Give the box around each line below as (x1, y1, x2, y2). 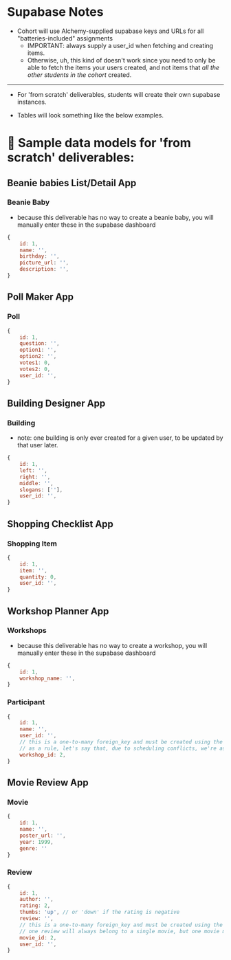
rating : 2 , (19, 902, 51, 909)
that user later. (16, 441, 58, 449)
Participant (7, 697, 45, 707)
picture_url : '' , (19, 259, 69, 267)
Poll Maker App (7, 291, 74, 303)
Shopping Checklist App (7, 518, 113, 530)
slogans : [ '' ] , (19, 486, 63, 493)
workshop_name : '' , (19, 675, 76, 682)
